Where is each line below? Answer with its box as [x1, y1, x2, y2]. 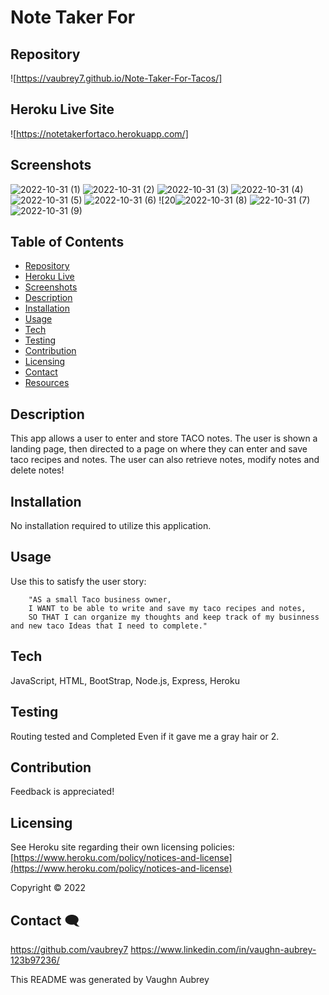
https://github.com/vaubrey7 [10, 943, 129, 955]
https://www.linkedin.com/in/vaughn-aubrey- [130, 943, 317, 955]
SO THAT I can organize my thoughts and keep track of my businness [28, 612, 320, 622]
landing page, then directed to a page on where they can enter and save [10, 443, 308, 455]
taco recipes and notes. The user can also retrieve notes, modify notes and [10, 454, 320, 466]
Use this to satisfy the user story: [10, 575, 147, 587]
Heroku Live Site [10, 101, 115, 118]
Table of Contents [10, 234, 125, 251]
